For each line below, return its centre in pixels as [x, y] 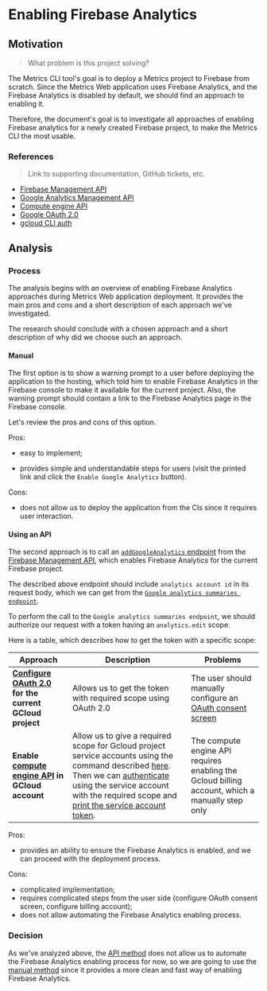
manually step [217, 800]
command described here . [121, 766]
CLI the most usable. [42, 136]
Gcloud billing [216, 780]
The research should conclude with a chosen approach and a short [118, 328]
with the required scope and [124, 796]
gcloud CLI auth [46, 223]
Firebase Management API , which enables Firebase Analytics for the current [133, 560]
